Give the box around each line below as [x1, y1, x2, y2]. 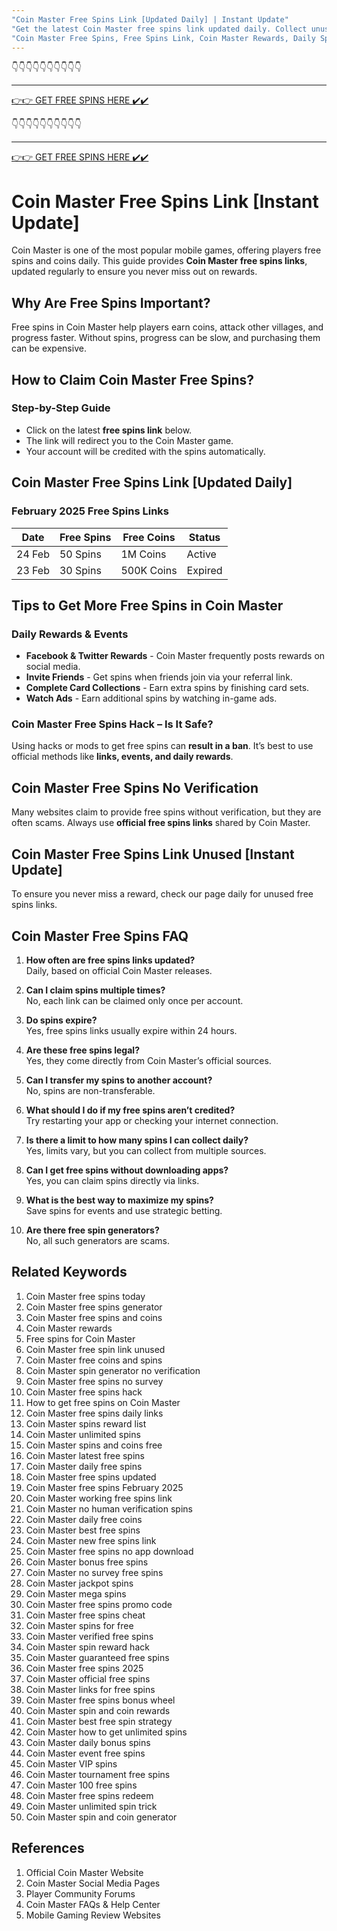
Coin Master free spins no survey [25, 1375, 164, 1387]
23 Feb [16, 563, 50, 577]
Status [188, 530, 221, 544]
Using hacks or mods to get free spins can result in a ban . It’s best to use [11, 740, 314, 752]
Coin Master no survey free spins [25, 1566, 164, 1578]
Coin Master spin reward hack [25, 1641, 150, 1653]
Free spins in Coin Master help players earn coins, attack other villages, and [11, 321, 324, 333]
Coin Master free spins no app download [25, 1545, 194, 1557]
